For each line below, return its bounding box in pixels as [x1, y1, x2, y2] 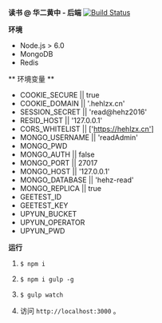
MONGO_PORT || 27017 [19, 158, 98, 167]
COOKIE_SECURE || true [19, 90, 100, 99]
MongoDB [19, 50, 53, 58]
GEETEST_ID [19, 192, 62, 201]
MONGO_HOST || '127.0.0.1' [19, 167, 110, 176]
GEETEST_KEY [19, 201, 69, 210]
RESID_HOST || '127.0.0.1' [19, 116, 103, 125]
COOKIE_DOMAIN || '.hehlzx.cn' [19, 99, 125, 108]
